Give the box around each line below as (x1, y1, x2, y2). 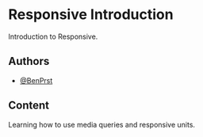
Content (8, 99, 50, 112)
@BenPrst (19, 75, 53, 85)
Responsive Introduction (8, 6, 174, 24)
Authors (8, 55, 50, 68)
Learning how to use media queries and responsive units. (8, 120, 196, 129)
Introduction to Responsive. (8, 32, 98, 41)
